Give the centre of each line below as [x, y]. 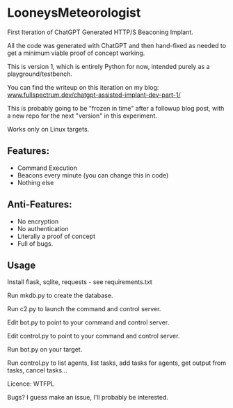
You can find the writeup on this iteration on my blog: [83, 87]
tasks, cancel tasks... [37, 370]
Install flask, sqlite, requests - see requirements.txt [80, 282]
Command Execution [47, 168]
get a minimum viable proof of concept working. [76, 53]
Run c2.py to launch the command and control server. [84, 309]
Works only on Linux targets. [48, 129]
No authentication [43, 228]
